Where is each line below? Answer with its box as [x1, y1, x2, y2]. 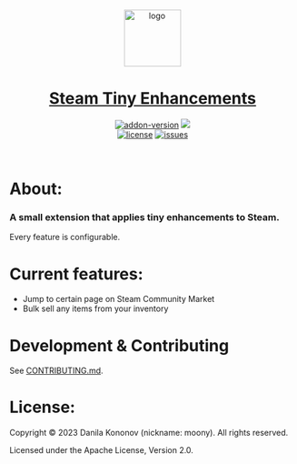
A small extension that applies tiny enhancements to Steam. [9, 211, 280, 224]
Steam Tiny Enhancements [48, 88, 257, 109]
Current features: [9, 264, 144, 284]
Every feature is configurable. [9, 232, 121, 243]
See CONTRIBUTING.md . [9, 365, 104, 377]
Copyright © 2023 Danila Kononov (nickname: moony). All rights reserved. [9, 428, 289, 439]
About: [9, 178, 63, 199]
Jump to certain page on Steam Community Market [22, 294, 215, 305]
